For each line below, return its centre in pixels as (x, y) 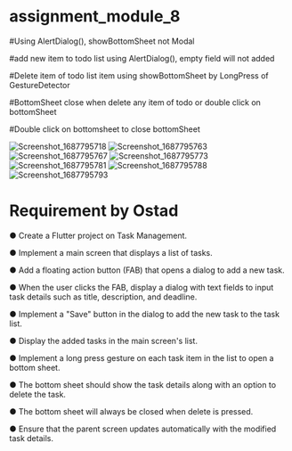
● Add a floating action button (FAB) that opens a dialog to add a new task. (147, 270)
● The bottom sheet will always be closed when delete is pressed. (131, 411)
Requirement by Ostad (94, 211)
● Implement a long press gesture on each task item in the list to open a (142, 357)
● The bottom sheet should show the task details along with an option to (143, 384)
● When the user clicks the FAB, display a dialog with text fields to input (142, 287)
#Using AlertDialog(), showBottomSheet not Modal (102, 41)
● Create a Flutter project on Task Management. (98, 235)
